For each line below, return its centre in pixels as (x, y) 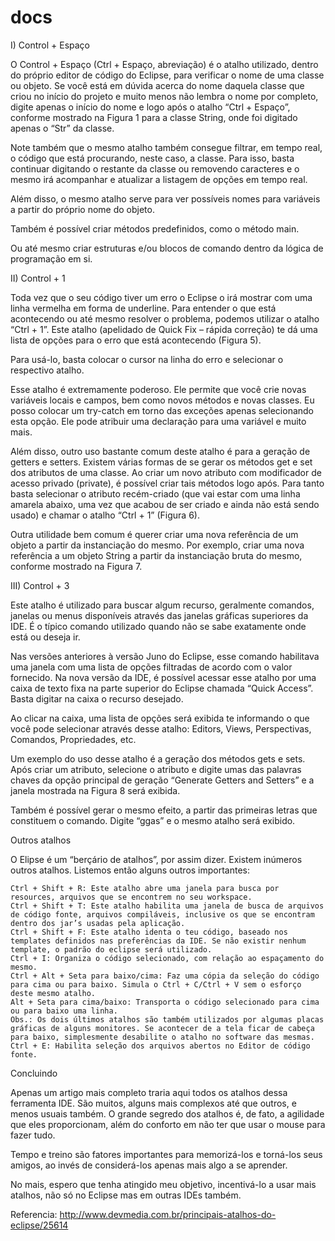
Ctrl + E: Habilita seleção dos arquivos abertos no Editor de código (160, 1046)
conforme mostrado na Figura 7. (76, 566)
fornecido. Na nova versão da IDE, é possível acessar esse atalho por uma (163, 677)
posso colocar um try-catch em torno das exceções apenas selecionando (162, 410)
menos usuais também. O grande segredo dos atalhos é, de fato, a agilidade (167, 1113)
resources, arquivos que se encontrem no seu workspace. (131, 897)
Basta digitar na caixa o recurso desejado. (97, 698)
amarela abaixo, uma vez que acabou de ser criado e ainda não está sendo (165, 504)
